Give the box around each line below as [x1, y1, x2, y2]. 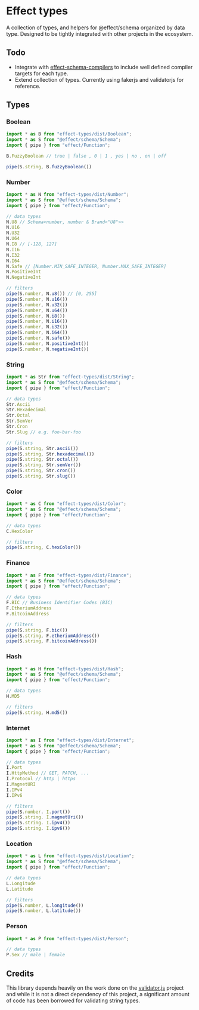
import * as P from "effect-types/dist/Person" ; [6, 935, 129, 941]
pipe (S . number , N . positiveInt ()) [6, 340, 89, 347]
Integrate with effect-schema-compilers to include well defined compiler [14, 63, 193, 70]
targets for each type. [14, 70, 69, 77]
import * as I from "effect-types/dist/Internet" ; [6, 737, 135, 743]
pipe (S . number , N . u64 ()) [6, 307, 68, 313]
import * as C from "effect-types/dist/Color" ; [6, 501, 127, 507]
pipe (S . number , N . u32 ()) [6, 301, 68, 308]
